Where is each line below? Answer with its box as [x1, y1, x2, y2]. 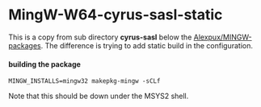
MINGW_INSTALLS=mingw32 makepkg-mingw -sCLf [8, 77, 161, 85]
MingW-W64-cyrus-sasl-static [8, 6, 223, 24]
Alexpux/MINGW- [193, 32, 252, 42]
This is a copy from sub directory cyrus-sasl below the [8, 32, 192, 42]
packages [8, 40, 42, 50]
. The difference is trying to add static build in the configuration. [40, 40, 253, 50]
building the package [8, 59, 81, 69]
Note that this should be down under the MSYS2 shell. [8, 91, 189, 101]
